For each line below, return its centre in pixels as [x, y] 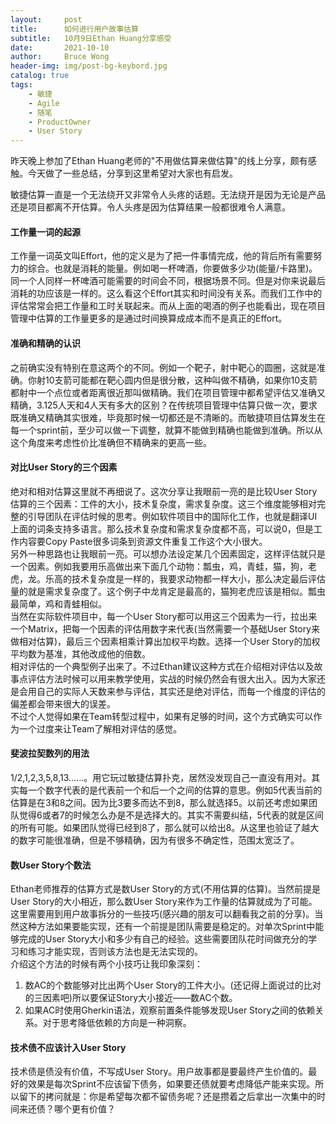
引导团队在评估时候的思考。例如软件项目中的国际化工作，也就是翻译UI [172, 516]
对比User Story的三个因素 [64, 467]
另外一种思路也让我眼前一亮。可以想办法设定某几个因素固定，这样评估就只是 [168, 553]
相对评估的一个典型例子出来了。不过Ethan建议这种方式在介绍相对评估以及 [162, 666]
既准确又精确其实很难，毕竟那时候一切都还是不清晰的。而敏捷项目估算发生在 [168, 417]
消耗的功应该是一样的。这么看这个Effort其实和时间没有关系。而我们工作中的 [166, 293]
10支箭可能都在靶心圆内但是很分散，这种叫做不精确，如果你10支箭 [181, 380]
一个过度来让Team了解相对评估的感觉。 [100, 728]
